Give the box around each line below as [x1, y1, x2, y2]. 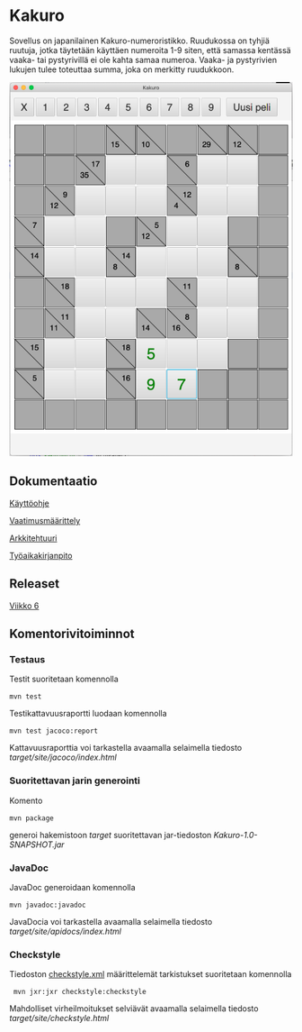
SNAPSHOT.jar [9, 839, 65, 850]
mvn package [9, 813, 54, 823]
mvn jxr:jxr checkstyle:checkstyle [13, 988, 147, 997]
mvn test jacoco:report [9, 726, 99, 735]
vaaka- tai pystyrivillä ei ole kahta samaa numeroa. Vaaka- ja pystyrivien [9, 54, 277, 65]
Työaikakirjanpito [9, 550, 73, 561]
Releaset [9, 576, 60, 591]
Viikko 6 [9, 600, 40, 611]
